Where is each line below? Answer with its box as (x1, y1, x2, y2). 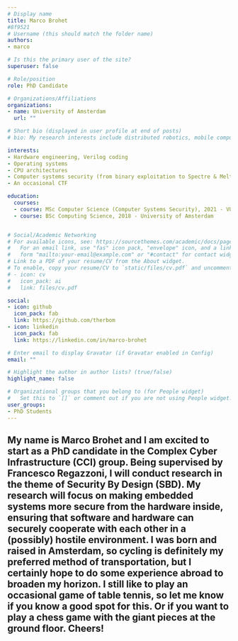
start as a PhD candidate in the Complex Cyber (7, 445, 217, 457)
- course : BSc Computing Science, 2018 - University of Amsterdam (13, 212, 214, 220)
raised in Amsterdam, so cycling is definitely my (7, 545, 224, 557)
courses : (13, 199, 40, 206)
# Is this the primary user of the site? (7, 56, 132, 64)
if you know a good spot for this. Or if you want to (7, 600, 229, 612)
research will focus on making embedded (7, 489, 193, 501)
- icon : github (7, 303, 52, 311)
